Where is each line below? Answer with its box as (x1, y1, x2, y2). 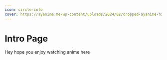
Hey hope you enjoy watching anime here (4, 49, 90, 55)
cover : (4, 12, 18, 17)
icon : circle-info (4, 7, 43, 12)
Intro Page (4, 33, 48, 44)
